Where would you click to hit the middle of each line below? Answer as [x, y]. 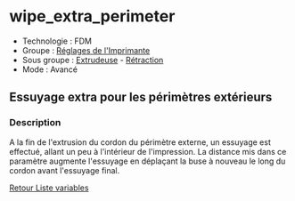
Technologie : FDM [57, 41]
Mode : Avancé [50, 69]
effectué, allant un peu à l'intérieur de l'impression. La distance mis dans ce [148, 151]
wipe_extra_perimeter [92, 16]
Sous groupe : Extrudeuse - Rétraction [93, 60]
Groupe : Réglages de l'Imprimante [86, 50]
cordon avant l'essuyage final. [65, 170]
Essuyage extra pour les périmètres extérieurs [141, 97]
